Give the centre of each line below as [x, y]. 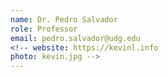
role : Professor [44, 29]
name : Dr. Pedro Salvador [64, 19]
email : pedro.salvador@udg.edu [75, 38]
